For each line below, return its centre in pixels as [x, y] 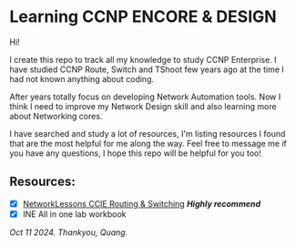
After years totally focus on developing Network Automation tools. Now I [145, 97]
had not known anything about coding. [82, 78]
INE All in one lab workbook [74, 214]
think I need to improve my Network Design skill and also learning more [143, 106]
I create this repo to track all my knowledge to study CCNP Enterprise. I [143, 59]
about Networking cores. [56, 116]
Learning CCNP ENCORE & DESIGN [143, 17]
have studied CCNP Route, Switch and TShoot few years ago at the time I [147, 69]
